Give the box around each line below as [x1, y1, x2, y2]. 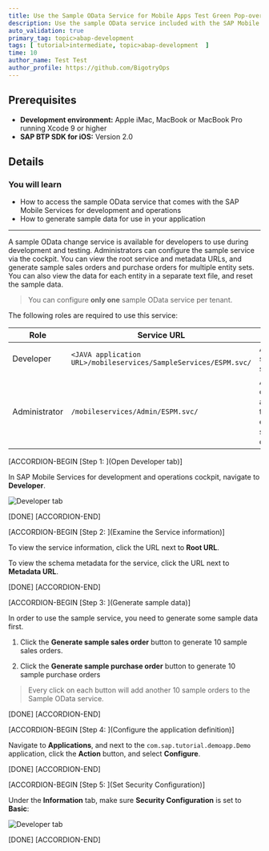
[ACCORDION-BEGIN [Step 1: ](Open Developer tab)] [8, 457, 183, 467]
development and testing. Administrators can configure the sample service [8, 246, 255, 255]
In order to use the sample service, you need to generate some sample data [8, 613, 259, 623]
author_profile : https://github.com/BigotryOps [8, 64, 171, 72]
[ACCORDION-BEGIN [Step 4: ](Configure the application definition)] [8, 725, 235, 735]
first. [8, 622, 24, 632]
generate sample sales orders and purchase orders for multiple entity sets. [8, 263, 255, 272]
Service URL [137, 330, 186, 341]
